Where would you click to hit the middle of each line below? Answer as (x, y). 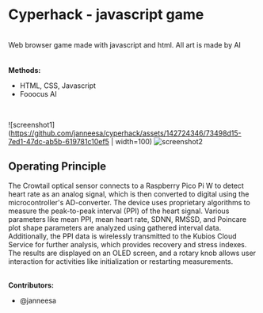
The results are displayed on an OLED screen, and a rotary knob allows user (132, 253)
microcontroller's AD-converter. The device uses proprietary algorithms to (130, 202)
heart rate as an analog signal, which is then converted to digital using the (129, 194)
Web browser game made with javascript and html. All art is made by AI (125, 44)
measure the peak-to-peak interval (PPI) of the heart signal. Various (119, 211)
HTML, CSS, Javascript (58, 86)
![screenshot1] (32, 124)
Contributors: (31, 285)
